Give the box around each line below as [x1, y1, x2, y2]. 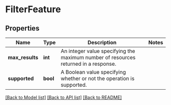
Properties [5, 24, 40, 33]
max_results [8, 54, 39, 61]
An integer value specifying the [61, 47, 135, 55]
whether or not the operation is [61, 75, 135, 82]
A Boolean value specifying [61, 69, 126, 75]
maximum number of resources [61, 54, 136, 61]
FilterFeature [5, 4, 61, 15]
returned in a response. [61, 60, 117, 67]
